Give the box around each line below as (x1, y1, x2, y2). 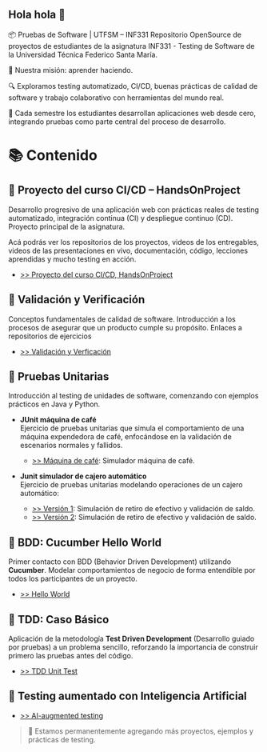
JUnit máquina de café (19, 415, 98, 425)
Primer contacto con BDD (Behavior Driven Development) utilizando (8, 557, 232, 566)
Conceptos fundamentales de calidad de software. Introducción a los (8, 314, 236, 324)
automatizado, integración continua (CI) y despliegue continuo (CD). (8, 213, 233, 222)
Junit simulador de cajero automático (19, 471, 147, 481)
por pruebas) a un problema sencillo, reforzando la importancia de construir (8, 642, 258, 652)
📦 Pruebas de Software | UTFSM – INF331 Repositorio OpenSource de (8, 30, 242, 39)
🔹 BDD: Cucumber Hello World (8, 535, 162, 549)
